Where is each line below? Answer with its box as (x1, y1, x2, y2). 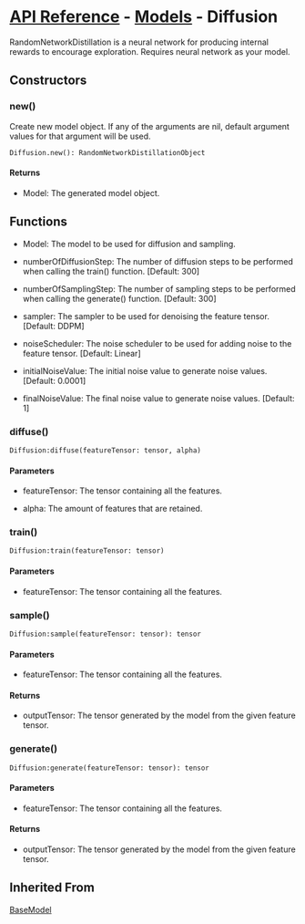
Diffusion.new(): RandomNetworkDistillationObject (9, 148, 206, 157)
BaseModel (9, 904, 52, 915)
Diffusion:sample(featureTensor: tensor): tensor (9, 629, 202, 638)
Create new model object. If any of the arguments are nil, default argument (9, 120, 290, 131)
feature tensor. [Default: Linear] (22, 348, 141, 358)
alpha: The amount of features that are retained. (22, 504, 203, 514)
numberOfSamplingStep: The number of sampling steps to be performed (22, 283, 296, 294)
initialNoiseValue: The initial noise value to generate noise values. (22, 365, 268, 376)
